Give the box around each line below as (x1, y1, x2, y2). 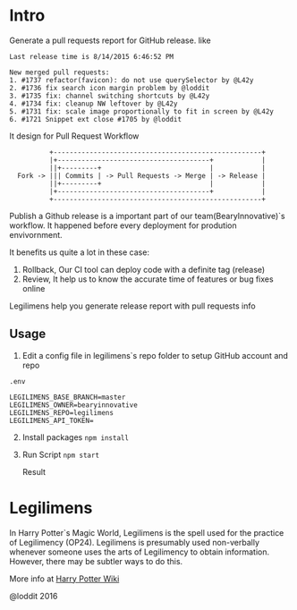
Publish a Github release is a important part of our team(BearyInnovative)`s (9, 210, 285, 221)
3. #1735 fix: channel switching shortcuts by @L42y (9, 91, 210, 100)
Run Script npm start (21, 449, 100, 460)
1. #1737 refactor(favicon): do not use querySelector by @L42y (9, 75, 254, 85)
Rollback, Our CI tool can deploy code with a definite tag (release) (21, 264, 266, 275)
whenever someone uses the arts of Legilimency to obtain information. (9, 546, 270, 557)
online (21, 283, 46, 293)
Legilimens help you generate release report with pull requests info (9, 301, 257, 311)
